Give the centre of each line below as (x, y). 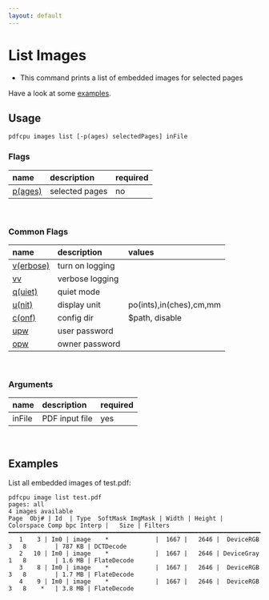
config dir (76, 317)
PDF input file (68, 419)
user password (85, 331)
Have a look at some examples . (60, 93)
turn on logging (86, 265)
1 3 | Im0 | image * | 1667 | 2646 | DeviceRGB (139, 540)
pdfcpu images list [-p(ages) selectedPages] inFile (98, 137)
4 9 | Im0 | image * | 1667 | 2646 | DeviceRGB (139, 582)
